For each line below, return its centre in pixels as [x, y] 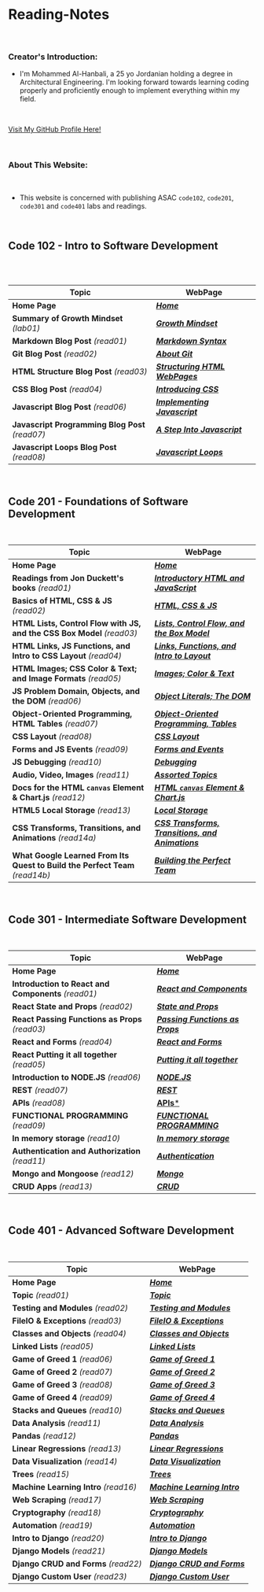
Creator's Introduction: [53, 57]
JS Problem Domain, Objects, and [76, 692]
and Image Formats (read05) [67, 678]
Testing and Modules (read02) [70, 1308]
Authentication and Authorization [77, 1151]
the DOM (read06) [47, 701]
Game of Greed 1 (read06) [62, 1359]
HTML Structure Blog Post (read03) [80, 371]
